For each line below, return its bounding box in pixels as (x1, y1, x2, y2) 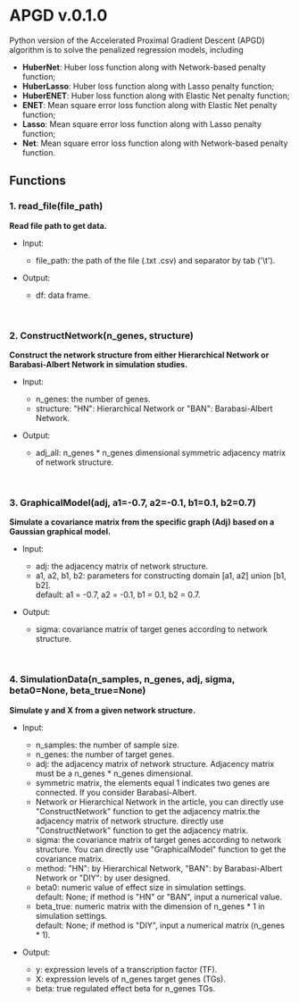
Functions (9, 173, 67, 189)
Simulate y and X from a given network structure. (9, 704, 196, 715)
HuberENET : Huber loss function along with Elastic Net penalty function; (21, 90, 290, 101)
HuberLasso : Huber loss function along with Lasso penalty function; (21, 80, 275, 91)
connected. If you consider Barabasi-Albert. (35, 787, 197, 797)
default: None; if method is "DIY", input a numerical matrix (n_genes (35, 920, 286, 931)
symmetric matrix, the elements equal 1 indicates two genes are (35, 777, 270, 788)
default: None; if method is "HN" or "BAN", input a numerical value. (35, 891, 283, 902)
